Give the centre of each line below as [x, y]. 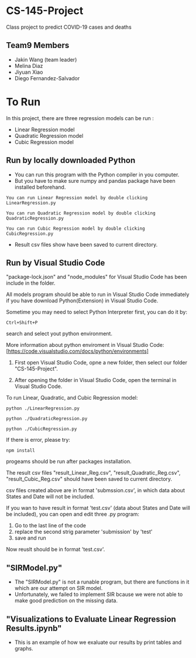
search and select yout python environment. [59, 334]
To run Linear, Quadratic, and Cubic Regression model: [72, 398]
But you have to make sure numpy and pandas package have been [95, 180]
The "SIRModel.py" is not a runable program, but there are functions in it [102, 582]
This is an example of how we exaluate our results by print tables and [98, 642]
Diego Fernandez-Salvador [47, 78]
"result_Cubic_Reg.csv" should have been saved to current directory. [89, 479]
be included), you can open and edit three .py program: [73, 514]
